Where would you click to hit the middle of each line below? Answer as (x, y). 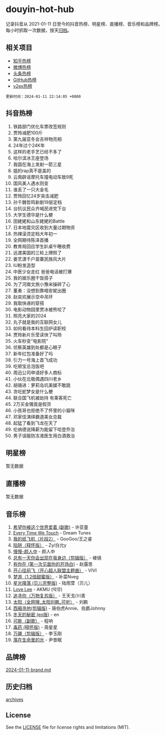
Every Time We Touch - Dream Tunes (52, 533)
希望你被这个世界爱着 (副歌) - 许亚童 (51, 527)
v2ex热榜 (22, 86)
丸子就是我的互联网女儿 (37, 322)
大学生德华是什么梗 (33, 215)
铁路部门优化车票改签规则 (39, 126)
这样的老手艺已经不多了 (37, 151)
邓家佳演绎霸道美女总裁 (37, 416)
